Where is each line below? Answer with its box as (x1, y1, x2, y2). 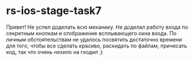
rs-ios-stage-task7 (6, 4, 102, 18)
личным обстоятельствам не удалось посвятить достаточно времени (6, 36, 182, 43)
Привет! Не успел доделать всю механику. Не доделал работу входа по (6, 23, 189, 30)
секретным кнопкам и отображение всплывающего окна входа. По (6, 29, 177, 36)
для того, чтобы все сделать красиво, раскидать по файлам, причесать (6, 42, 188, 49)
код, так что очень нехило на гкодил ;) (6, 48, 103, 55)
